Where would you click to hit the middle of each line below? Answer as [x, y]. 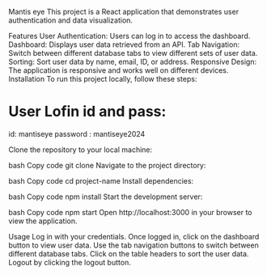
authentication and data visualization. [71, 20]
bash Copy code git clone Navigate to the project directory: [107, 165]
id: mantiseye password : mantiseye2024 [77, 133]
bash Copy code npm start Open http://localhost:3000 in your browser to [130, 212]
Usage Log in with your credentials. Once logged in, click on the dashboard [134, 236]
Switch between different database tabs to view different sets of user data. [133, 53]
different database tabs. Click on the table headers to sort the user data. [129, 253]
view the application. [43, 221]
